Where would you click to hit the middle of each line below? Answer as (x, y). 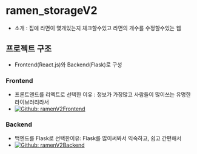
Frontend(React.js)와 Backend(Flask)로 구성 (68, 65)
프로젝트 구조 (29, 49)
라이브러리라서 (32, 102)
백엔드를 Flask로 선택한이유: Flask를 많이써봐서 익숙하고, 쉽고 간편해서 (98, 138)
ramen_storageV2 (52, 11)
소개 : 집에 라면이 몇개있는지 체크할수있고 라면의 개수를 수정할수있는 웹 (98, 28)
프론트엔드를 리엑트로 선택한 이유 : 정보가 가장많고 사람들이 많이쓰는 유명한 (103, 95)
